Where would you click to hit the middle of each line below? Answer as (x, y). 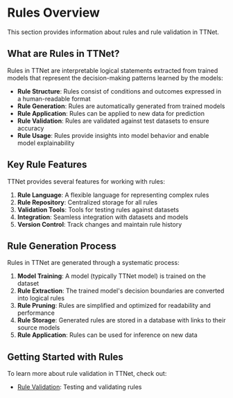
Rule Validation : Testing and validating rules (79, 387)
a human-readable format (54, 98)
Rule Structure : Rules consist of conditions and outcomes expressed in (119, 91)
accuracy (31, 128)
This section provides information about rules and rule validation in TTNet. (113, 32)
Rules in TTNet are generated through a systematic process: (93, 263)
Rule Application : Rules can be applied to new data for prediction (111, 113)
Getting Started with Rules (65, 357)
